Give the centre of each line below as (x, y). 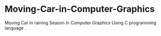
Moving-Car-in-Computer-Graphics (80, 9)
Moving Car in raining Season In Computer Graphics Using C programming (80, 23)
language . (15, 28)
